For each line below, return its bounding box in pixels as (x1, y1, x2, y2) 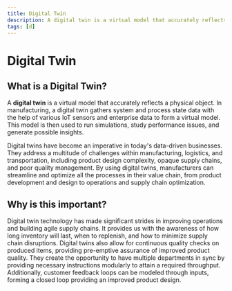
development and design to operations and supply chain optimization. (7, 178, 206, 187)
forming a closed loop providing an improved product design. (7, 276, 182, 284)
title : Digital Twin (7, 10, 67, 17)
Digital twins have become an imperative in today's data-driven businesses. (7, 141, 223, 150)
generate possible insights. (7, 128, 84, 136)
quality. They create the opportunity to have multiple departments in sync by (7, 254, 225, 262)
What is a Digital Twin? (7, 80, 107, 92)
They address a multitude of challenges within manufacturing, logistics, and (7, 149, 223, 157)
